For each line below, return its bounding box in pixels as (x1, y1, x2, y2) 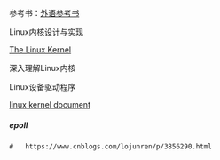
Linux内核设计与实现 (9, 27, 84, 37)
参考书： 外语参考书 (9, 8, 80, 18)
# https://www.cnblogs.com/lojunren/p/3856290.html (9, 141, 213, 151)
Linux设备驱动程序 (9, 82, 76, 92)
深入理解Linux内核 (9, 63, 76, 73)
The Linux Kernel (9, 44, 72, 55)
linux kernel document (9, 100, 91, 109)
